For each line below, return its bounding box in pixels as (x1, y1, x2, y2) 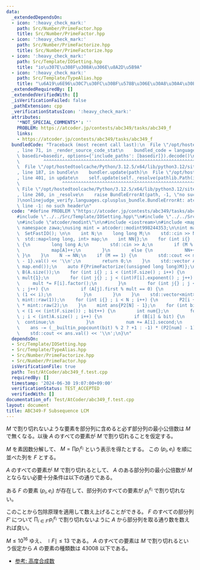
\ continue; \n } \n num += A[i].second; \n (17, 319, 183, 325)
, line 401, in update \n (17, 175, 79, 181)
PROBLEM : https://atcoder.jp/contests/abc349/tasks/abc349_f (17, 125, 171, 131)
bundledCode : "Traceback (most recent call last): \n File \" (11, 141, 169, 148)
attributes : (11, 114, 42, 120)
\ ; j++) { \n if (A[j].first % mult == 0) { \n (17, 286, 164, 292)
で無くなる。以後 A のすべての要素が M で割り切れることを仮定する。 (6, 432, 177, 439)
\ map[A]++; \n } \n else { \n (17, 247, 153, 253)
